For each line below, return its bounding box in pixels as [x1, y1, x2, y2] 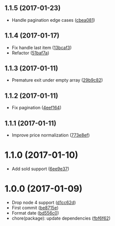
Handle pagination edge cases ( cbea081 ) [11, 17, 95, 23]
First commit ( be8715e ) [11, 205, 59, 211]
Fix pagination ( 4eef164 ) [11, 105, 62, 111]
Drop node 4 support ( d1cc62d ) [11, 199, 76, 205]
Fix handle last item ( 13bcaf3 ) [11, 45, 72, 50]
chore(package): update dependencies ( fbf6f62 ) [11, 215, 111, 221]
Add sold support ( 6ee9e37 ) [11, 166, 70, 172]
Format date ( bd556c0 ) [11, 210, 59, 216]
